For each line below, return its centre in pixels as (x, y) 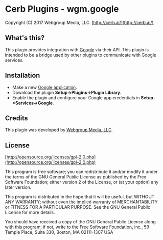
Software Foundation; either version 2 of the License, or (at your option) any (82, 182)
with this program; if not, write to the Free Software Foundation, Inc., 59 (77, 227)
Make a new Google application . (45, 87)
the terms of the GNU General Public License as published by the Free (76, 177)
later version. (18, 187)
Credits (17, 118)
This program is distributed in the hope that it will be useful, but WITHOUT (80, 197)
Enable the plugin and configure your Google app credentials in (76, 98)
